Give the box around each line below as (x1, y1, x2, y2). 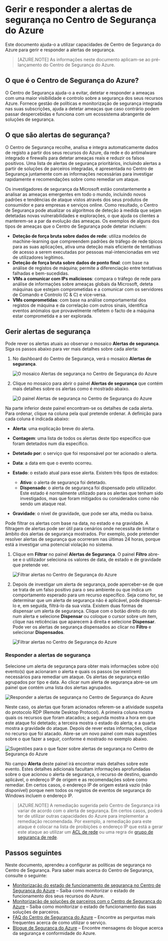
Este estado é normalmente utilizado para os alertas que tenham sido (20, 490, 163, 496)
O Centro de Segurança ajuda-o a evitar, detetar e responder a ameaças (5, 89, 155, 96)
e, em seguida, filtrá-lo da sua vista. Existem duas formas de (17, 603, 143, 609)
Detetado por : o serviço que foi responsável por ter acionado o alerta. (12, 450, 158, 456)
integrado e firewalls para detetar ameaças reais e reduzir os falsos (5, 154, 144, 161)
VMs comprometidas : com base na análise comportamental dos (12, 297, 146, 303)
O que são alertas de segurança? (5, 131, 110, 139)
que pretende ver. (12, 562, 50, 568)
